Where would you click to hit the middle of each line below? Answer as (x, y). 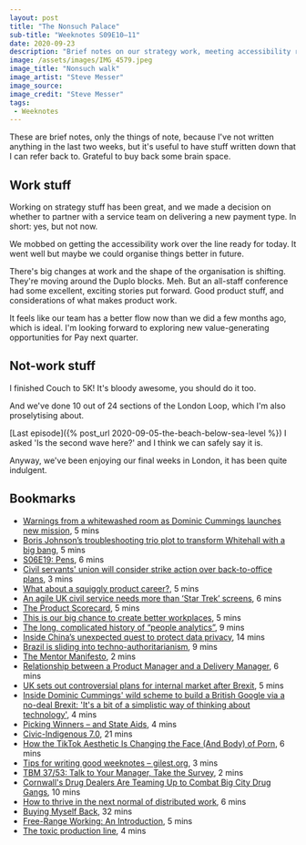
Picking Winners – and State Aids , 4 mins (100, 724)
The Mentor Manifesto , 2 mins (79, 656)
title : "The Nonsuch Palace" (65, 26)
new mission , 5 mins (61, 531)
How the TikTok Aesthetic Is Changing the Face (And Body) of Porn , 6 (153, 743)
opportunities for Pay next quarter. (74, 337)
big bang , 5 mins (54, 550)
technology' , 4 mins (60, 714)
